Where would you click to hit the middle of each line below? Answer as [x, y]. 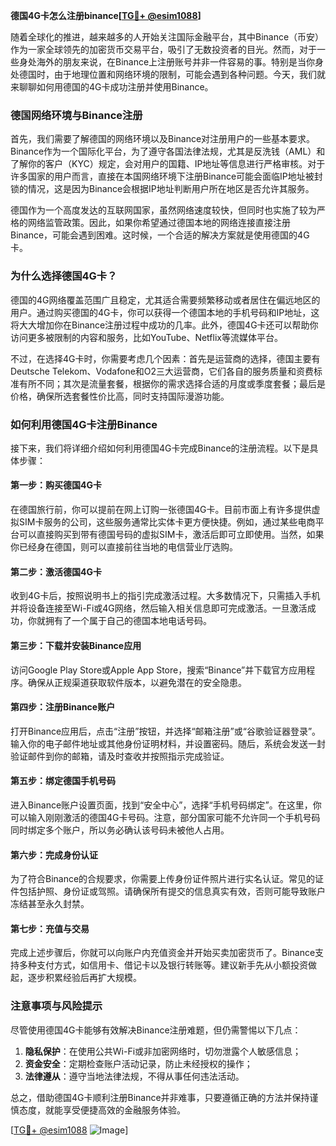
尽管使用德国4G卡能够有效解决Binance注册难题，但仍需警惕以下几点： [156, 1030]
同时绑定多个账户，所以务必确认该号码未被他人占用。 [120, 830]
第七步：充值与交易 [50, 928]
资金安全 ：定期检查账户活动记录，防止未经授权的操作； [138, 1063]
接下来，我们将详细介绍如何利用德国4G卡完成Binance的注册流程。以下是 [160, 448]
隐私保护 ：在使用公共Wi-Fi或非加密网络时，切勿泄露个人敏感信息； [163, 1051]
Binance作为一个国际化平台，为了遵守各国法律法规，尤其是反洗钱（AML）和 [168, 151]
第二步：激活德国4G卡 [56, 571]
